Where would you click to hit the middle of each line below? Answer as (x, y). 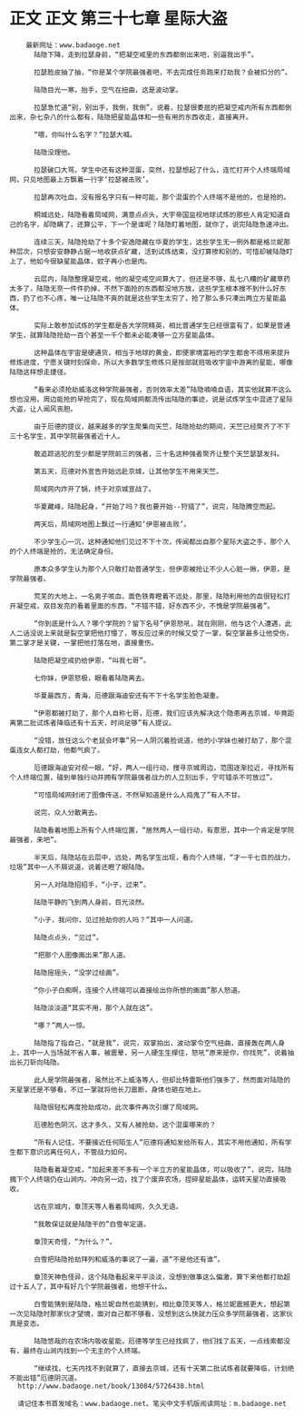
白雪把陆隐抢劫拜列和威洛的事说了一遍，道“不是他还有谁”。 (129, 1259)
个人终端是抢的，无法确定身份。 (67, 551)
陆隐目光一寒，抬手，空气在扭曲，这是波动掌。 (108, 90)
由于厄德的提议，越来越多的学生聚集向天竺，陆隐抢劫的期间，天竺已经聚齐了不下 (162, 426)
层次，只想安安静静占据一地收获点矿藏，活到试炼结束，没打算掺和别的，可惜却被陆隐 (151, 252)
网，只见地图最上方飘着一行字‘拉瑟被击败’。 (81, 179)
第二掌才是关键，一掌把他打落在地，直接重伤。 (84, 643)
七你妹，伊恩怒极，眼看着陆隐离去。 (91, 678)
